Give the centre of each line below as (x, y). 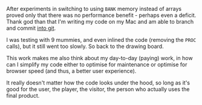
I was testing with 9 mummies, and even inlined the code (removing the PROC (101, 40)
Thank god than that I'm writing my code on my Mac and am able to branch (100, 22)
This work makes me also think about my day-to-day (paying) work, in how (99, 58)
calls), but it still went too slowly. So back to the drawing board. (85, 46)
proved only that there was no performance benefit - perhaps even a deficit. (101, 15)
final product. (23, 96)
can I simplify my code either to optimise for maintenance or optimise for (97, 64)
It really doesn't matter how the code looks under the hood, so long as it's (98, 83)
